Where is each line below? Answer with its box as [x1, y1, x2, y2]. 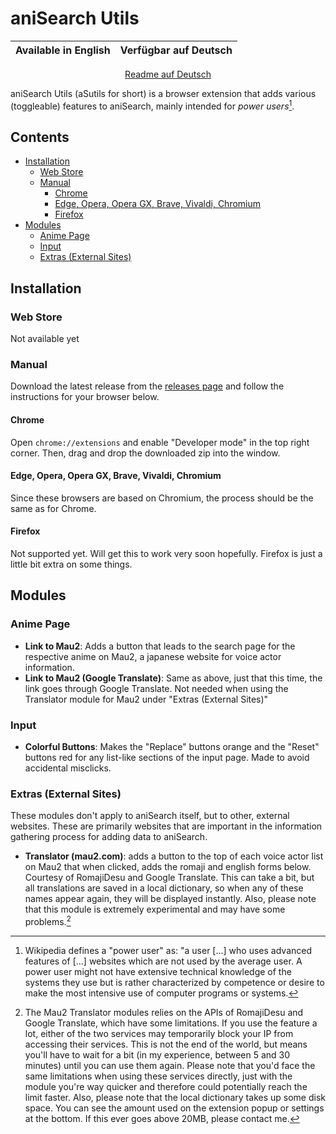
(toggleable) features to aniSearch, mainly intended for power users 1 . [10, 98, 295, 112]
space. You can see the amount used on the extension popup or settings [24, 1102, 325, 1114]
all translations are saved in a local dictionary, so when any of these [24, 882, 304, 894]
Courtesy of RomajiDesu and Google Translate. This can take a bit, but [24, 872, 315, 884]
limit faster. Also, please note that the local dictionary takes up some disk [24, 1091, 326, 1103]
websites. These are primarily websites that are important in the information [10, 820, 323, 832]
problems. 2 [24, 914, 72, 927]
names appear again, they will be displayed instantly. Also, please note [24, 893, 317, 905]
